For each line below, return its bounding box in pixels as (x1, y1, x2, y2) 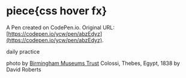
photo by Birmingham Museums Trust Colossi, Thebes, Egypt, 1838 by (6, 60, 180, 67)
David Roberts (6, 65, 41, 73)
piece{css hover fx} (6, 4, 107, 18)
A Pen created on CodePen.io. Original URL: (6, 24, 115, 31)
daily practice (6, 48, 40, 55)
